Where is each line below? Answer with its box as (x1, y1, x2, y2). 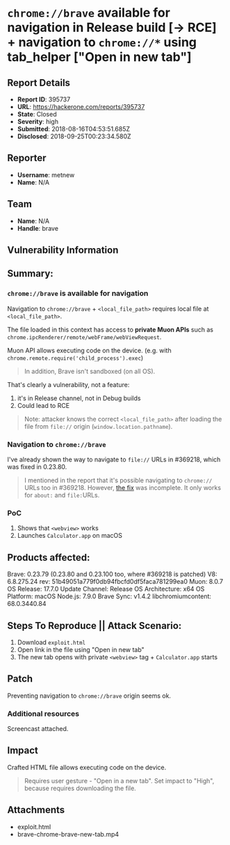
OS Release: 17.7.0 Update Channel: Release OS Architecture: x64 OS (7, 585, 205, 593)
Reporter (7, 152, 47, 164)
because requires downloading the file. (24, 784, 137, 792)
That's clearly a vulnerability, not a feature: (7, 380, 130, 388)
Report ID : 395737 (17, 95, 71, 104)
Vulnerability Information (7, 245, 119, 256)
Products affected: (7, 551, 90, 564)
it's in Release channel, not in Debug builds (17, 394, 141, 402)
